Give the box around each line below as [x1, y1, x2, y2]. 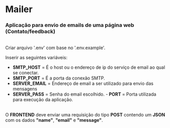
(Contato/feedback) [5, 28, 56, 35]
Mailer [5, 4, 33, 15]
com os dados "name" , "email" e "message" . [5, 117, 103, 123]
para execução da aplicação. [12, 97, 74, 103]
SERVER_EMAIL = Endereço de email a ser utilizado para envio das [12, 80, 154, 87]
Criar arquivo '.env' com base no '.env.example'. [5, 45, 106, 51]
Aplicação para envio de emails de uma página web [5, 22, 134, 29]
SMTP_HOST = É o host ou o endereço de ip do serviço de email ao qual [12, 64, 165, 70]
